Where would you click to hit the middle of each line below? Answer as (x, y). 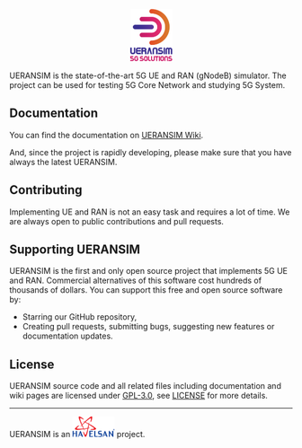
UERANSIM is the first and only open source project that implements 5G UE (148, 271)
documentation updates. (68, 336)
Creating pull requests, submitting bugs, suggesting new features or (148, 327)
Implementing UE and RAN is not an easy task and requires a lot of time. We (150, 212)
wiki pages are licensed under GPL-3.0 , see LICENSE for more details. (138, 396)
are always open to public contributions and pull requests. (117, 221)
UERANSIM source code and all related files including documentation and (145, 386)
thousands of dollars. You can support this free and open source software (146, 290)
